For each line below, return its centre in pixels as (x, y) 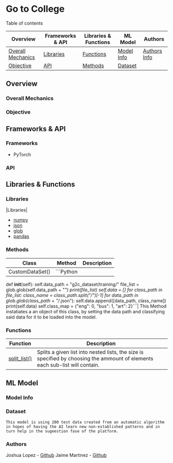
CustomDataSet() (30, 271)
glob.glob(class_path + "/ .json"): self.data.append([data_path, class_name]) (86, 300)
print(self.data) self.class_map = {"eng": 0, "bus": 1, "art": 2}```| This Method (86, 306)
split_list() (20, 358)
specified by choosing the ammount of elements (95, 358)
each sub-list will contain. (68, 365)
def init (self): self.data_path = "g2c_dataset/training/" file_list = (73, 284)
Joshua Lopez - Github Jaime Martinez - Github (56, 455)
